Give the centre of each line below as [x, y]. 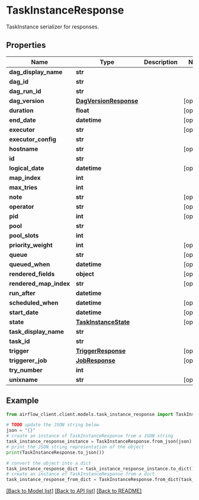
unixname [23, 379]
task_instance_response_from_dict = [51, 480]
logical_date [27, 168]
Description [161, 62]
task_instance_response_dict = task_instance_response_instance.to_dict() [100, 469]
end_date [23, 120]
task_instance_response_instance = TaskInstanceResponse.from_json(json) [99, 441]
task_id [20, 341]
